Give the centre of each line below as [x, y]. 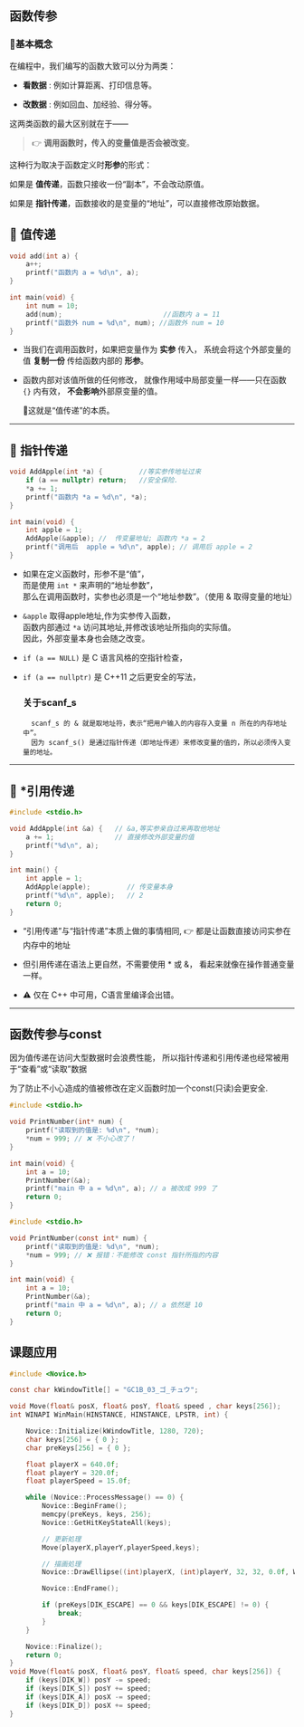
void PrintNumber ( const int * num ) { [78, 1238]
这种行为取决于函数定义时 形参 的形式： [81, 165]
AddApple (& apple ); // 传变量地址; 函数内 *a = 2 [115, 539]
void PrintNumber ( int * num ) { [66, 1122]
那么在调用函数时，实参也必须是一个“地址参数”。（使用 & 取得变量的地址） [160, 596]
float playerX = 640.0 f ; [72, 1465]
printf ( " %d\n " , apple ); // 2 [85, 896]
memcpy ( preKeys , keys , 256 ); [97, 1514]
